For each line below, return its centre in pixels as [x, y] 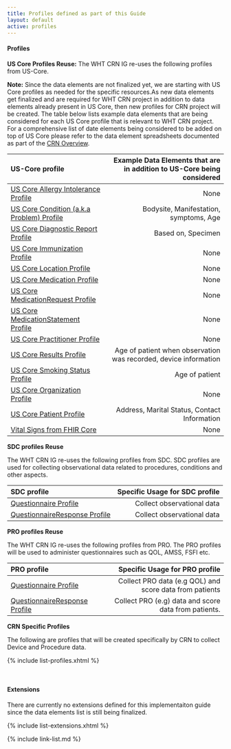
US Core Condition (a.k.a [51, 209]
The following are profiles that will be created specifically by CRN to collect [113, 639]
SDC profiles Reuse [35, 446]
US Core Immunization [47, 248]
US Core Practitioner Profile [55, 339]
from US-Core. [28, 71]
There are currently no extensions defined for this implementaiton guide [109, 705]
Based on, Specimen [187, 233]
